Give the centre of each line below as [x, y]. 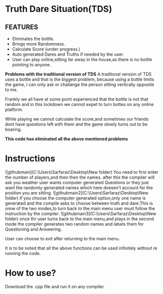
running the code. [23, 253]
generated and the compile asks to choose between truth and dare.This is [79, 203]
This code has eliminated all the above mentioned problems [66, 139]
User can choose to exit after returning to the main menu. [63, 238]
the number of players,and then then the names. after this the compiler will [80, 177]
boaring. [13, 129]
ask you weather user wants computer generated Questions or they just [77, 182]
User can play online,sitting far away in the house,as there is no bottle [82, 59]
